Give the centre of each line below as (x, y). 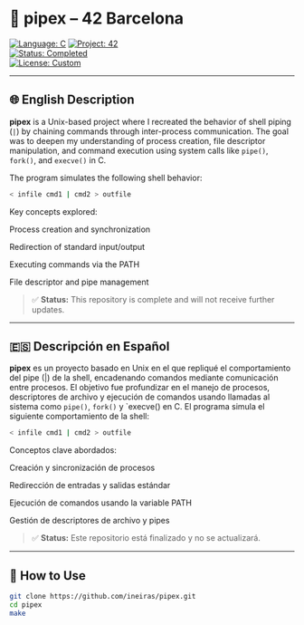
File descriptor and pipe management (79, 282)
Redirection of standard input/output (77, 246)
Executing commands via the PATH (75, 264)
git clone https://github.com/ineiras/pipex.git (103, 597)
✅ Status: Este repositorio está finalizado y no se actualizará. (146, 538)
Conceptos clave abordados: (63, 450)
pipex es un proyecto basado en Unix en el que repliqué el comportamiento (150, 368)
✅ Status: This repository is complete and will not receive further (153, 299)
